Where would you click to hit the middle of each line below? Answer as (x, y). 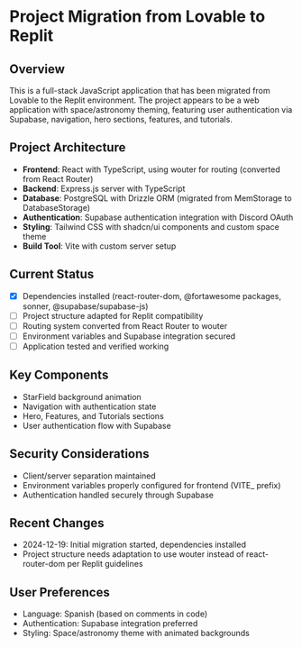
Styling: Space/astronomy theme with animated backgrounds (136, 633)
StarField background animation (82, 396)
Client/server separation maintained (89, 476)
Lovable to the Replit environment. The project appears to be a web (134, 100)
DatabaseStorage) (56, 207)
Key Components (59, 375)
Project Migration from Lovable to (137, 17)
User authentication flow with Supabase (96, 425)
